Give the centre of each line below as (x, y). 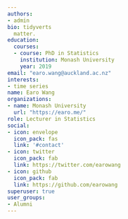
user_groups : (26, 198)
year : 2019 (36, 66)
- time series (28, 86)
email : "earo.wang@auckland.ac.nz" (59, 73)
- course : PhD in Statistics (56, 54)
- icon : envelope (33, 132)
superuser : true (31, 191)
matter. (25, 34)
